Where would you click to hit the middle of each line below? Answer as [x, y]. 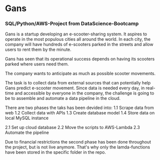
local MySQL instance [27, 118]
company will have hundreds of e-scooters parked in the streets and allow [79, 45]
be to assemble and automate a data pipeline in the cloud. [63, 98]
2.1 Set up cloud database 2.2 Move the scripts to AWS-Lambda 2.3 [72, 128]
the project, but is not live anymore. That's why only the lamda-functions [78, 147]
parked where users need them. [37, 64]
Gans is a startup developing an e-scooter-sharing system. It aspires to [76, 34]
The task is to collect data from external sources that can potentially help [78, 83]
